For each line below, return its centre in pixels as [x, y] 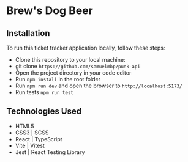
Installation [28, 33]
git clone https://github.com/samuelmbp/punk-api [78, 66]
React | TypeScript [39, 139]
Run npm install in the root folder [58, 79]
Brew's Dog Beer [50, 11]
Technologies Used [44, 112]
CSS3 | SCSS [32, 133]
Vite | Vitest [30, 145]
